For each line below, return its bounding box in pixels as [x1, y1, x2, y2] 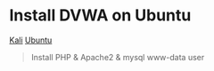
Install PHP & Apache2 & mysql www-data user [30, 51, 205, 62]
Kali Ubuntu [9, 35, 53, 45]
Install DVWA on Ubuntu [9, 5, 192, 26]
